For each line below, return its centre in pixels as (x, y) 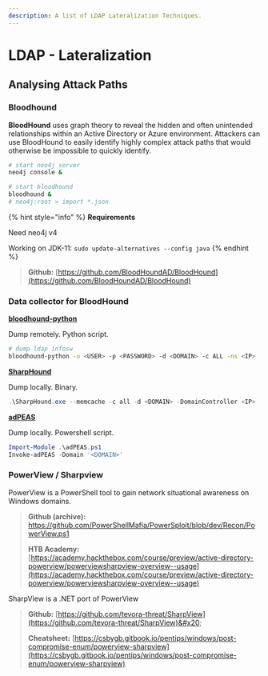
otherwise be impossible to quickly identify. (80, 150)
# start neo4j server (44, 165)
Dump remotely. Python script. (59, 334)
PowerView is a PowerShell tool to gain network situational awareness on (129, 492)
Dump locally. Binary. (43, 387)
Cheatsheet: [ (51, 638)
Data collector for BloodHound (69, 301)
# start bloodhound (41, 187)
